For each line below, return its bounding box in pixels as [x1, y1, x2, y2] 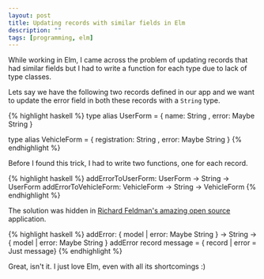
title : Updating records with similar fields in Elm [8, 19, 186, 27]
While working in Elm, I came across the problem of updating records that [8, 55, 248, 65]
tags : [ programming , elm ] [8, 33, 93, 42]
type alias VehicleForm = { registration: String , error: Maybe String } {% [8, 135, 243, 145]
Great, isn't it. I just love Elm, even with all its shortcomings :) [8, 262, 206, 271]
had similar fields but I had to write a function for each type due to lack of [8, 64, 247, 74]
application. [8, 214, 47, 224]
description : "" [8, 26, 62, 34]
